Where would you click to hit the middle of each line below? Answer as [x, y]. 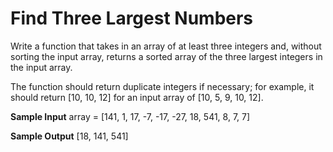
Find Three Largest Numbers [132, 18]
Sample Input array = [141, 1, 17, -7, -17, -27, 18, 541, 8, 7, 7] [130, 116]
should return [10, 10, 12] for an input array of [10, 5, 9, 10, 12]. [137, 97]
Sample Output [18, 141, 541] [69, 136]
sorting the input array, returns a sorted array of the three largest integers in [166, 56]
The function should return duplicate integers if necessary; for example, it [162, 86]
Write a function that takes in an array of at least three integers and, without [166, 46]
